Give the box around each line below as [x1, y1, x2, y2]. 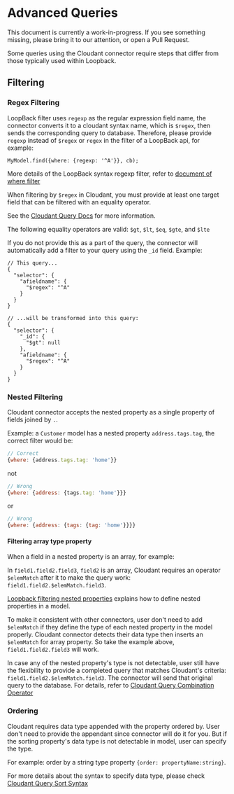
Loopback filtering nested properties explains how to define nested [7, 594, 201, 603]
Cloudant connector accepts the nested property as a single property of [7, 408, 215, 416]
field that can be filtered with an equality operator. [7, 197, 152, 206]
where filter [7, 176, 41, 185]
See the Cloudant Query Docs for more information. [7, 211, 156, 220]
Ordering [7, 706, 38, 716]
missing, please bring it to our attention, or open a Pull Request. [7, 35, 190, 43]
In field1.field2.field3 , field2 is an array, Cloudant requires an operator [7, 566, 221, 575]
